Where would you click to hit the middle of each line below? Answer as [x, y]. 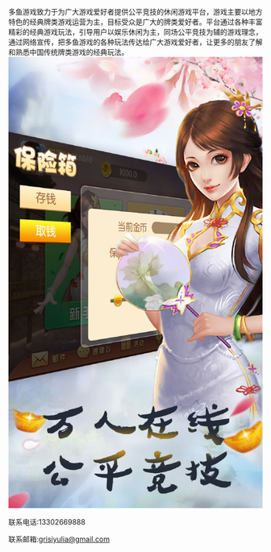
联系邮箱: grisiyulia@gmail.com [59, 539]
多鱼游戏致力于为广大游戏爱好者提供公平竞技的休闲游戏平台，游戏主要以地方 [135, 12]
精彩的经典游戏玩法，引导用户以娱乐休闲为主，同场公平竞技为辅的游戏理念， [135, 32]
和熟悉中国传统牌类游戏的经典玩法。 [69, 52]
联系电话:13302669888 [47, 522]
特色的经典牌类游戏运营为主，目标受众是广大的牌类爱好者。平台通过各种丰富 [135, 22]
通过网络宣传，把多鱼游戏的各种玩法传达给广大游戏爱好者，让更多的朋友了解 [135, 42]
